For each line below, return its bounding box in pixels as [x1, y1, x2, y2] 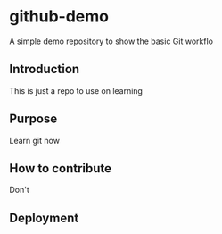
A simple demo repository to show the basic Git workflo [9, 36, 214, 46]
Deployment [9, 210, 79, 225]
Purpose [9, 112, 58, 127]
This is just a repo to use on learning [9, 85, 143, 96]
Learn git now [9, 135, 61, 146]
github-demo [9, 6, 110, 27]
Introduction [9, 62, 80, 77]
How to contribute [9, 161, 112, 176]
